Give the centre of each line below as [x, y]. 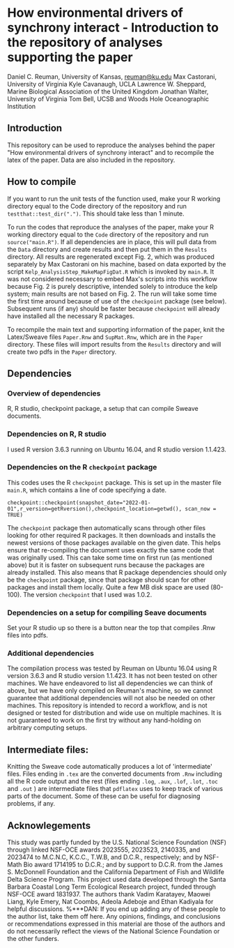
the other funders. [33, 939]
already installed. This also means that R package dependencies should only [117, 572]
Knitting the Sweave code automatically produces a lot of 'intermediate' [110, 767]
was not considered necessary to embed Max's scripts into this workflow [112, 279]
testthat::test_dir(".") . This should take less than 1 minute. [96, 213]
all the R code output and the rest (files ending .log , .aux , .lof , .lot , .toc [112, 781]
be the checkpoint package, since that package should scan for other [107, 580]
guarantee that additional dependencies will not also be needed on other [111, 698]
